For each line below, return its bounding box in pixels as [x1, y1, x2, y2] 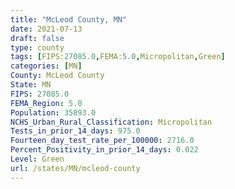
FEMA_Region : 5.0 [10, 98, 83, 108]
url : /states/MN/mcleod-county [10, 163, 141, 173]
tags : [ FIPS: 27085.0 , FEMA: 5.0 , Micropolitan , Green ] [10, 52, 226, 62]
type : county [10, 42, 65, 53]
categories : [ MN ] [10, 61, 83, 71]
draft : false [10, 33, 65, 43]
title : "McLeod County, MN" [10, 14, 128, 25]
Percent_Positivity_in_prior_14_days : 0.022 [10, 145, 199, 155]
